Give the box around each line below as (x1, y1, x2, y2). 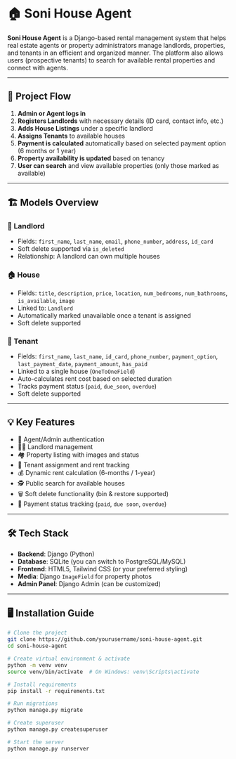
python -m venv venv (7, 661, 68, 668)
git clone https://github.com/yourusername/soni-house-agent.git (7, 636, 202, 643)
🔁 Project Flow (7, 91, 72, 103)
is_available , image (17, 296, 75, 304)
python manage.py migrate (7, 707, 83, 714)
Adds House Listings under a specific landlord (17, 124, 153, 132)
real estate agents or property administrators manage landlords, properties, (7, 41, 226, 49)
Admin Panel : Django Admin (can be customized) (17, 579, 162, 588)
